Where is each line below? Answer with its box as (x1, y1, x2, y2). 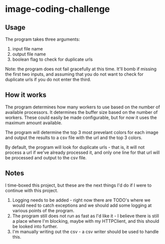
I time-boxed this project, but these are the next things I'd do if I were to (5, 182, 152, 188)
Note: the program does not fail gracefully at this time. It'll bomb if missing (5, 66, 157, 72)
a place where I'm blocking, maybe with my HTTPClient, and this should (12, 218, 160, 224)
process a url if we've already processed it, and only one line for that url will (5, 149, 160, 155)
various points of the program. (12, 207, 75, 213)
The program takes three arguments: (5, 36, 80, 42)
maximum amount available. (5, 120, 62, 126)
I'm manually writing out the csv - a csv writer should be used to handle (12, 229, 159, 235)
